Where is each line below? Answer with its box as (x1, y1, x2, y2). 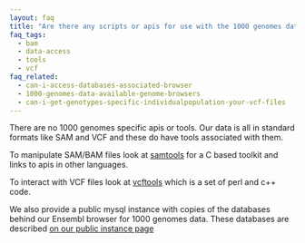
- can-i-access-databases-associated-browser (17, 81, 193, 90)
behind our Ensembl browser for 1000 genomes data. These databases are (9, 214, 290, 225)
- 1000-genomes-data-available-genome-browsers (17, 89, 202, 98)
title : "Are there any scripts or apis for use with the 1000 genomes (9, 22, 282, 31)
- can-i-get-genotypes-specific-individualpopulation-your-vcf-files (17, 97, 286, 107)
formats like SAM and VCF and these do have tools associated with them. (9, 132, 284, 143)
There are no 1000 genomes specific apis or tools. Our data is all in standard (9, 122, 295, 133)
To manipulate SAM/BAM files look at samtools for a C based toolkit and (9, 150, 279, 160)
